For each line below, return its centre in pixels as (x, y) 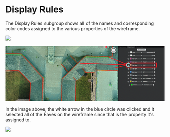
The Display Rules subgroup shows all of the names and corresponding (80, 23)
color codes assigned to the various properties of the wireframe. (73, 28)
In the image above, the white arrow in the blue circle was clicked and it (80, 109)
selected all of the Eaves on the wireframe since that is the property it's (80, 114)
